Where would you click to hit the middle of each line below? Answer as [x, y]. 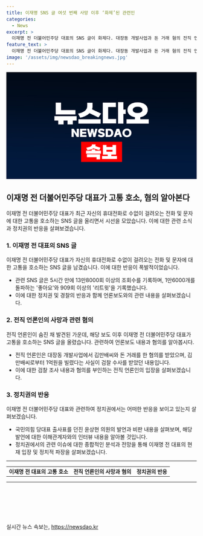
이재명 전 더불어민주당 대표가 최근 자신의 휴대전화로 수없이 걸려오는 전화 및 [94, 213]
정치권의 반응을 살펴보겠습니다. [49, 228]
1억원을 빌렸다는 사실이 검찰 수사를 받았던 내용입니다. [108, 362]
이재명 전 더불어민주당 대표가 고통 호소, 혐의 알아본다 [98, 197]
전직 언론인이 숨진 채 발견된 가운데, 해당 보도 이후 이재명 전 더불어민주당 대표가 [99, 334]
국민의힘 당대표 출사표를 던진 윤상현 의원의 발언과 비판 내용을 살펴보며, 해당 [104, 429]
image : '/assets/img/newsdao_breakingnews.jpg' [67, 57]
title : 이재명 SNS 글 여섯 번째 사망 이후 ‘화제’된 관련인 [71, 13]
